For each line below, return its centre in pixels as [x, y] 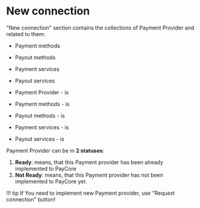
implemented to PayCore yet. [51, 181]
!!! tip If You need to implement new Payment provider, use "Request [91, 193]
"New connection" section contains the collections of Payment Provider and [100, 28]
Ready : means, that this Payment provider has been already [89, 162]
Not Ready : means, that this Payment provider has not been [89, 175]
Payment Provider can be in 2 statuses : [55, 150]
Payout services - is [40, 139]
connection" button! [31, 199]
